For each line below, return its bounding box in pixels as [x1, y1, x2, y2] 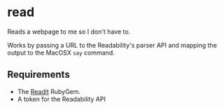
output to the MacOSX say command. [7, 48, 115, 57]
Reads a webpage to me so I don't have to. [7, 27, 131, 36]
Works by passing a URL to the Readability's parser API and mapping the [7, 41, 217, 49]
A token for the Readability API [17, 95, 106, 103]
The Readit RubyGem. [17, 87, 81, 95]
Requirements [7, 69, 70, 81]
